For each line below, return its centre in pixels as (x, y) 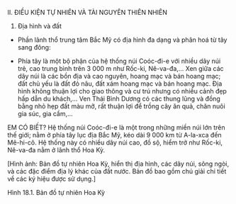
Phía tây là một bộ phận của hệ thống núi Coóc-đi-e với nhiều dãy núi (119, 61)
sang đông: (34, 47)
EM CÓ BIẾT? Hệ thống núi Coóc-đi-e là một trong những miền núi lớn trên (116, 127)
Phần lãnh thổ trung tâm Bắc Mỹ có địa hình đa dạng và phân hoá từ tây (122, 40)
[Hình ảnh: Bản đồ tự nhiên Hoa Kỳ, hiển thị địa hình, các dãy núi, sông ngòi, (118, 164)
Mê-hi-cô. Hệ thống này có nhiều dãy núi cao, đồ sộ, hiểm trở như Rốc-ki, (115, 142)
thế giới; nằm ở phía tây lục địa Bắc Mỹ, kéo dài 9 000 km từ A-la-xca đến (114, 135)
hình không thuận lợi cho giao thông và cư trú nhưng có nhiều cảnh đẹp (122, 91)
